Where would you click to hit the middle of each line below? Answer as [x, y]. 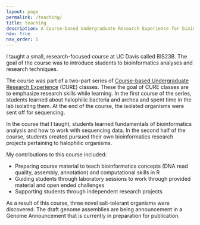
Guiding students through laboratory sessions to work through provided [103, 179]
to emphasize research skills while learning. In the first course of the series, [99, 93]
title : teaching [26, 23]
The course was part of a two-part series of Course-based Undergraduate [98, 81]
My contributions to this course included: [57, 155]
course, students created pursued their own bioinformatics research [90, 137]
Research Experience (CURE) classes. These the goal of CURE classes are [97, 87]
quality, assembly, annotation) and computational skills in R [87, 172]
